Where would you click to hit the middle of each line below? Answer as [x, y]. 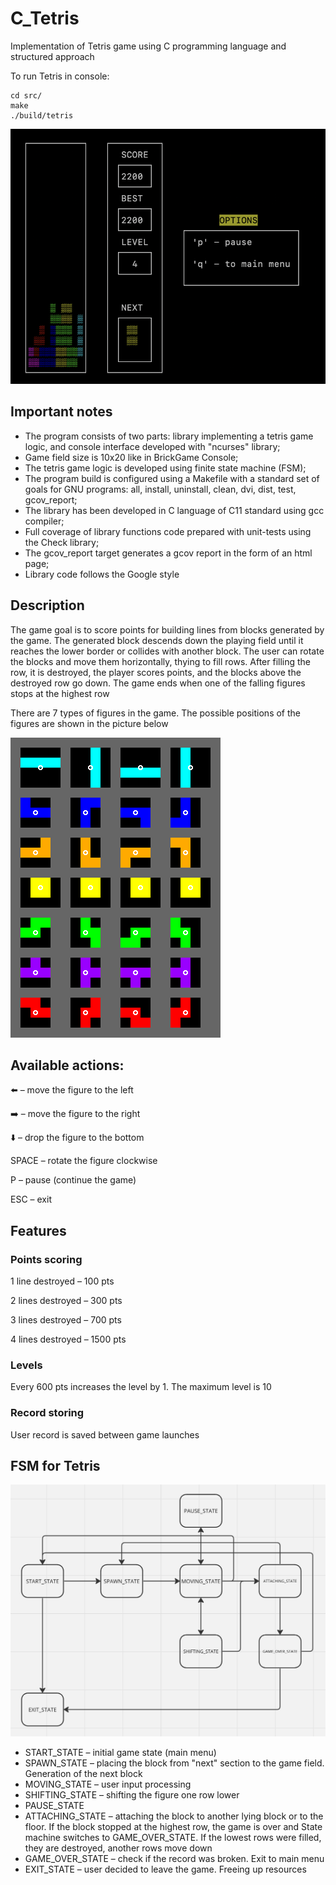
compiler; [44, 521]
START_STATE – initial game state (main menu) [120, 1752]
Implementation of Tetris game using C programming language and [148, 46]
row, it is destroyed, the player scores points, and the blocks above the [156, 672]
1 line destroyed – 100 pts [62, 1281]
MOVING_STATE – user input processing [108, 1784]
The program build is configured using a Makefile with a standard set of [172, 478]
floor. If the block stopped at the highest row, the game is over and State [173, 1826]
